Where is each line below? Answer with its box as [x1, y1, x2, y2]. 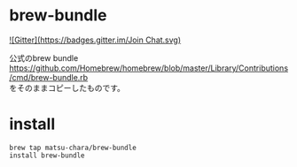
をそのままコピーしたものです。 [9, 82, 126, 93]
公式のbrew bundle [9, 52, 79, 63]
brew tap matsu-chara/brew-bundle [9, 143, 137, 152]
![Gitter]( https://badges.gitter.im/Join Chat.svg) [9, 34, 182, 45]
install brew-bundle [9, 151, 86, 160]
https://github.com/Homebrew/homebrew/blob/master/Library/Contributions [9, 63, 289, 73]
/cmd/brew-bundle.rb [9, 72, 89, 82]
